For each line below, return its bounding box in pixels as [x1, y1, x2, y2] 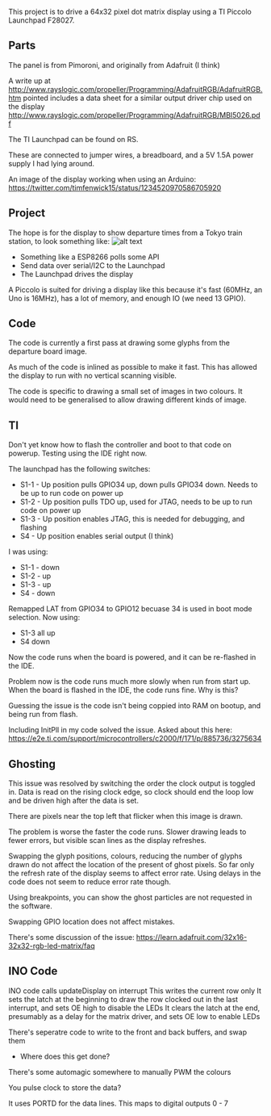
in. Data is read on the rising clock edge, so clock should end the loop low [8, 787, 254, 797]
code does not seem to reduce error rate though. [8, 877, 171, 887]
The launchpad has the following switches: [8, 464, 151, 474]
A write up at [8, 76, 51, 86]
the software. [8, 901, 52, 911]
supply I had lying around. [8, 158, 95, 168]
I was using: [8, 547, 48, 556]
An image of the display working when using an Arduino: [8, 174, 196, 184]
